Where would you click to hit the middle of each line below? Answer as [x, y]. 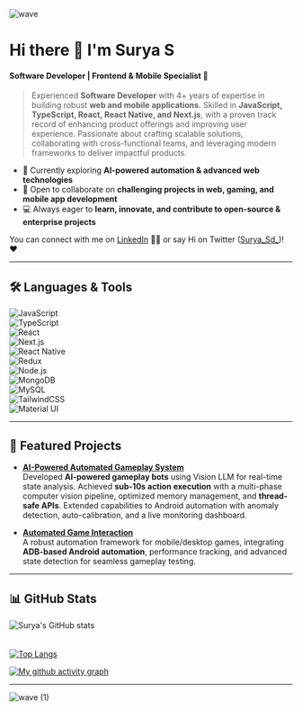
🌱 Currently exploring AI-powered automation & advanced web [141, 170]
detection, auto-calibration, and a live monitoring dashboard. [134, 515]
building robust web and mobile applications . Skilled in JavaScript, [157, 105]
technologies [48, 180]
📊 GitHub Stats [53, 599]
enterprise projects [59, 222]
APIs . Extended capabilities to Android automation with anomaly [160, 506]
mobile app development [70, 199]
